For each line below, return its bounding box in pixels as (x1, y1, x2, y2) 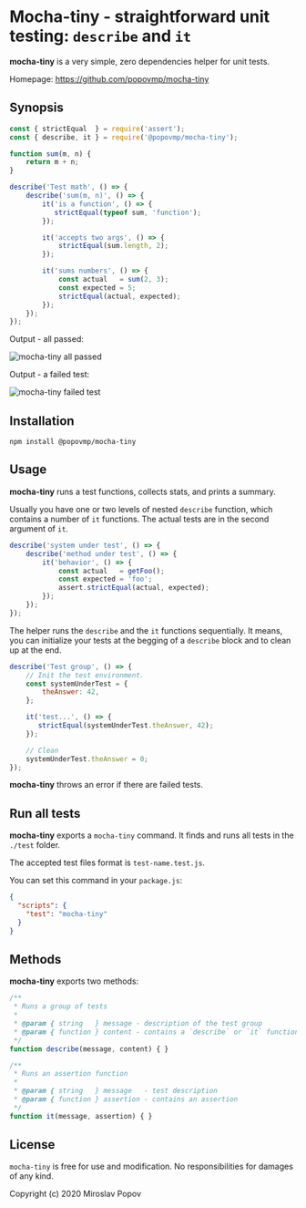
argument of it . (9, 522, 68, 534)
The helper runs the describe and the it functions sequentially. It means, (9, 625, 283, 635)
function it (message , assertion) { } (9, 1111, 153, 1120)
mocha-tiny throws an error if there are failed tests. (9, 780, 203, 790)
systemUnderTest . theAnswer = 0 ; (25, 754, 148, 763)
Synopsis (9, 100, 64, 116)
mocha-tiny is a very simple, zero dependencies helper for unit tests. (9, 56, 270, 67)
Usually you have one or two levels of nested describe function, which (9, 503, 273, 514)
